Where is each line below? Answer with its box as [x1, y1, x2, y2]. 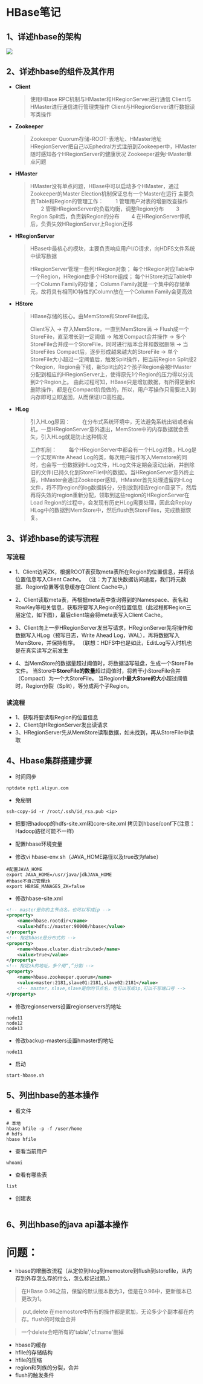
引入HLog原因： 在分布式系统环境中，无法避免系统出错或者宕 [30, 418, 193, 425]
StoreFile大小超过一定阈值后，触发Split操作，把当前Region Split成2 [30, 355, 197, 363]
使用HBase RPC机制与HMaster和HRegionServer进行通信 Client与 [30, 95, 192, 103]
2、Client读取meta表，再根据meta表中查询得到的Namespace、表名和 [14, 596, 188, 603]
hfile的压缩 [14, 1356, 42, 1363]
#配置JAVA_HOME [6, 866, 43, 872]
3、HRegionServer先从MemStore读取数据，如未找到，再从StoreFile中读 [14, 728, 195, 736]
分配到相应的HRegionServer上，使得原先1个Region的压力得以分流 [30, 370, 193, 378]
